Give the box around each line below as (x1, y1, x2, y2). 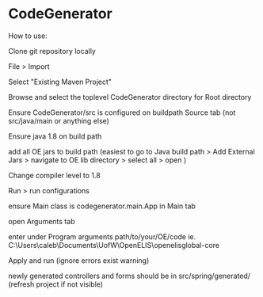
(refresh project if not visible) (8, 279, 104, 289)
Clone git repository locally (8, 46, 97, 55)
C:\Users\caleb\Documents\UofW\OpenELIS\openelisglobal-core (8, 240, 220, 249)
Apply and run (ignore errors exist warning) (8, 255, 150, 265)
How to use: (8, 31, 48, 40)
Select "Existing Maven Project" (8, 77, 112, 86)
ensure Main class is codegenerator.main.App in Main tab (8, 201, 196, 211)
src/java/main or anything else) (8, 116, 109, 125)
